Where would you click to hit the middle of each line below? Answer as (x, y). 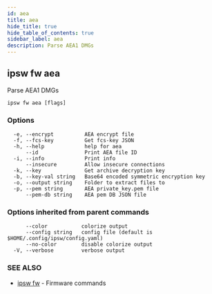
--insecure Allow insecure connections (95, 165)
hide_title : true (32, 26)
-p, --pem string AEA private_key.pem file (86, 189)
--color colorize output (77, 226)
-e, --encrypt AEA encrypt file (74, 135)
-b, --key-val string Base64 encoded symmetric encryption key (109, 177)
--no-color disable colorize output (89, 245)
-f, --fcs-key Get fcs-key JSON (74, 141)
